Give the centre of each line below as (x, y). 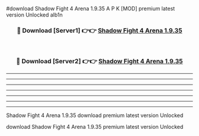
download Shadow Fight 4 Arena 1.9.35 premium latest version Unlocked (95, 127)
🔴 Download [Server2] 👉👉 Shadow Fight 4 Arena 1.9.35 (99, 61)
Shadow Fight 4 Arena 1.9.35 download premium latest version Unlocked (95, 115)
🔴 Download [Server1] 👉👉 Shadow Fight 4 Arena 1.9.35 (99, 30)
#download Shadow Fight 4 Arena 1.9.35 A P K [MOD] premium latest (91, 9)
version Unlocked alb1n (35, 15)
